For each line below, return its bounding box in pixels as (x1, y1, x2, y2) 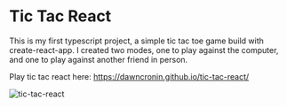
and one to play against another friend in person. (9, 54, 188, 65)
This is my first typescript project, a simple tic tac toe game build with (9, 35, 265, 46)
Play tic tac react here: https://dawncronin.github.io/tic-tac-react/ (9, 71, 250, 81)
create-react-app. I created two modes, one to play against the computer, (9, 44, 279, 55)
